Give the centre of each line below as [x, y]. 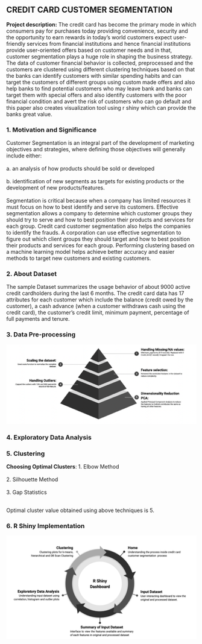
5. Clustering [26, 453]
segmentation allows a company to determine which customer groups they [99, 213]
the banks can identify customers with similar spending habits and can [94, 75]
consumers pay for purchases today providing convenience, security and [97, 31]
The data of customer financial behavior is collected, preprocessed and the [100, 63]
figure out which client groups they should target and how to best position [98, 239]
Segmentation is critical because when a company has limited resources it [99, 201]
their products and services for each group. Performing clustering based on [100, 245]
